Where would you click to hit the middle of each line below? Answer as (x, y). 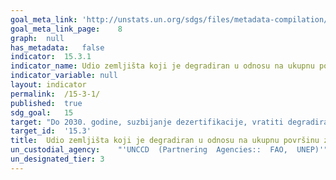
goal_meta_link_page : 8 (66, 29)
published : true (46, 103)
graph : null (37, 38)
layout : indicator (48, 85)
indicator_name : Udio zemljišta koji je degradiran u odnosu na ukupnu (162, 66)
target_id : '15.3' (51, 131)
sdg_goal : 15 (42, 112)
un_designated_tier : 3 (57, 159)
